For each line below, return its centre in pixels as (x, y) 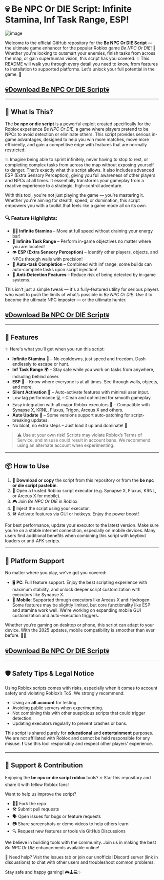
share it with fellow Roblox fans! (37, 785)
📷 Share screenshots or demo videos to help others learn (70, 824)
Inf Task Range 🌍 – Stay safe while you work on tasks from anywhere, (83, 370)
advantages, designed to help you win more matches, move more (83, 139)
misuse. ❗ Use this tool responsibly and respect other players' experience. (79, 743)
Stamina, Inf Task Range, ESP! (67, 20)
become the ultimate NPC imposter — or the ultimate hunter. (66, 300)
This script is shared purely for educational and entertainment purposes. (79, 733)
